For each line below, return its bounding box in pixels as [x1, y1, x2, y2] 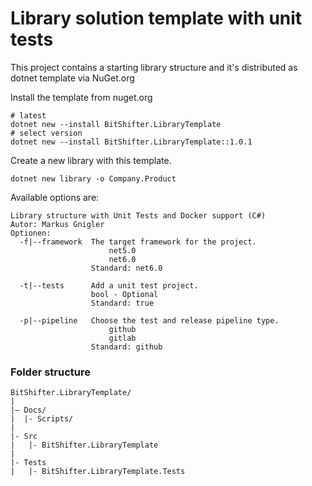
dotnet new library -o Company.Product [10, 173, 177, 184]
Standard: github [90, 342, 163, 352]
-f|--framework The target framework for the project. [19, 237, 257, 247]
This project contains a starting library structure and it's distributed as [10, 61, 298, 73]
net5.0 [108, 245, 137, 256]
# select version [10, 128, 83, 138]
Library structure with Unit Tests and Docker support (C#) [10, 210, 267, 221]
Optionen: [10, 228, 52, 238]
